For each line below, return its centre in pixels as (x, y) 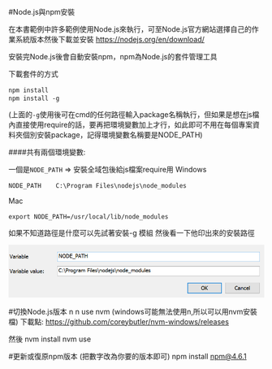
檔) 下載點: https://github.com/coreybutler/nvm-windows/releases (119, 321)
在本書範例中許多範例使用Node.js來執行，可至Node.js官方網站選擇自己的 (130, 29)
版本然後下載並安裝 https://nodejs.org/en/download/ (117, 39)
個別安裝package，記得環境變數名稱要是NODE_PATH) (112, 135)
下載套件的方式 (33, 74)
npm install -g (34, 98)
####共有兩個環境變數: (47, 152)
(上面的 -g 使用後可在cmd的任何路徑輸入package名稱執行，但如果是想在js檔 (134, 115)
